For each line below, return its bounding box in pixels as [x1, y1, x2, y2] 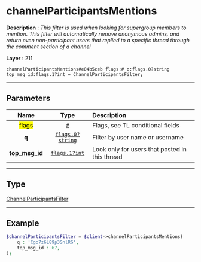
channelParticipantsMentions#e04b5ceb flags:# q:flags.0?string [6, 66, 170, 72]
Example [6, 218, 39, 228]
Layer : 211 [6, 54, 33, 62]
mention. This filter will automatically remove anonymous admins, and [6, 30, 180, 37]
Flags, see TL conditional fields [92, 121, 179, 129]
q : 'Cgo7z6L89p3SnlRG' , [17, 239, 79, 246]
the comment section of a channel [6, 43, 91, 50]
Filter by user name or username [92, 133, 184, 141]
